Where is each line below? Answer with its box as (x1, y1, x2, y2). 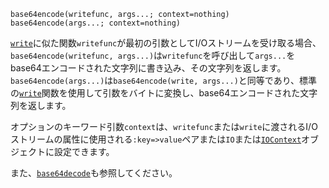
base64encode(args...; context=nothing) (10, 18, 182, 28)
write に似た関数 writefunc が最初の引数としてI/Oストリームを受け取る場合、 (10, 37, 322, 49)
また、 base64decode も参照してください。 (10, 167, 178, 179)
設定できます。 (53, 146, 115, 157)
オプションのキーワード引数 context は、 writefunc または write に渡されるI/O (10, 121, 318, 132)
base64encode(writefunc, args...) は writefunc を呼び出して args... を (10, 50, 296, 61)
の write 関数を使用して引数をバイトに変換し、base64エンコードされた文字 (10, 87, 318, 99)
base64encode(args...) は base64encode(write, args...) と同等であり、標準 (10, 75, 318, 86)
